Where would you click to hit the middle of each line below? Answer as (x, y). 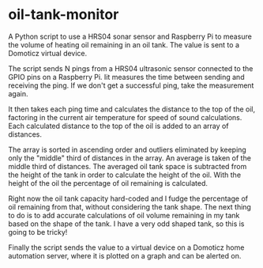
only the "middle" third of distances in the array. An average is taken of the (130, 158)
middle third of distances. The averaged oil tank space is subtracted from (128, 166)
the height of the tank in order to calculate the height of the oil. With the (125, 175)
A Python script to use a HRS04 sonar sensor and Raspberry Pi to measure (130, 36)
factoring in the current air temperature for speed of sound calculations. (125, 117)
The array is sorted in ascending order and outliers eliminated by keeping (127, 149)
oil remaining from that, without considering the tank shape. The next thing (130, 206)
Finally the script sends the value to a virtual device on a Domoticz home (126, 247)
